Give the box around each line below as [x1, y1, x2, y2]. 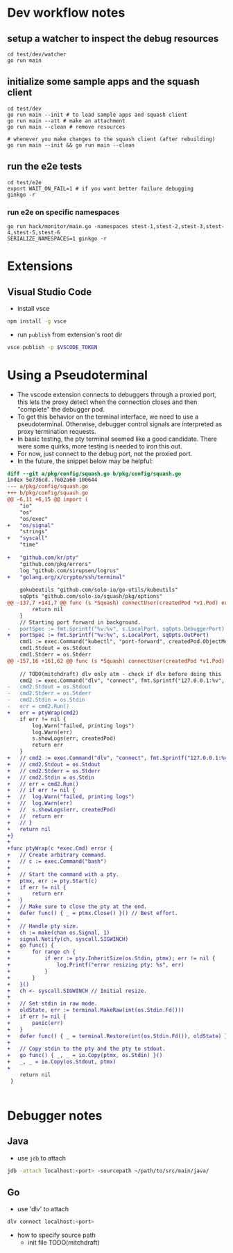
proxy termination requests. [17, 427, 96, 435]
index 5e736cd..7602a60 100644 [7, 476, 98, 484]
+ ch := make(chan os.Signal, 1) [7, 929, 110, 936]
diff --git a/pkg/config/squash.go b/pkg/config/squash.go [7, 470, 182, 477]
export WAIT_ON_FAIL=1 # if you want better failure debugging [7, 185, 194, 192]
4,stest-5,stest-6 [7, 229, 60, 236]
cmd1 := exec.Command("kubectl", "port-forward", [19, 638, 166, 645]
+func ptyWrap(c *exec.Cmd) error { [7, 845, 113, 852]
